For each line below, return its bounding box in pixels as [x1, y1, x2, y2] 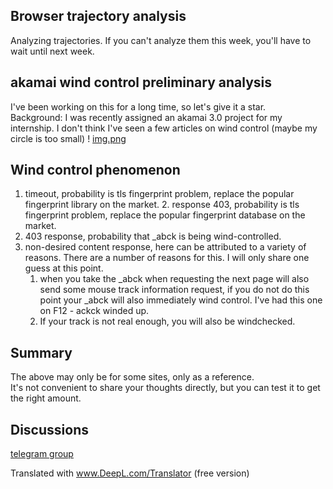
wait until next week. [10, 45, 95, 57]
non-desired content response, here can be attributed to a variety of [24, 241, 307, 253]
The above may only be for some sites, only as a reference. [10, 371, 255, 383]
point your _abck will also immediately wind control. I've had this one [39, 294, 323, 306]
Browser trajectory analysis [10, 8, 187, 25]
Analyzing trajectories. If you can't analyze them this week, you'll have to [10, 34, 312, 46]
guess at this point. [24, 262, 104, 274]
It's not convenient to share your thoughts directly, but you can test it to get [10, 382, 321, 394]
